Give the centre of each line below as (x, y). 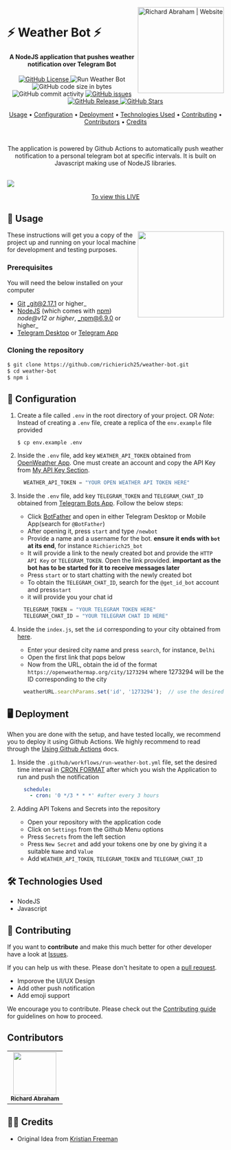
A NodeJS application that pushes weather (72, 56)
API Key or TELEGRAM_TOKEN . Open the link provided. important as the (124, 561)
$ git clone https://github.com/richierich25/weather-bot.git (98, 364)
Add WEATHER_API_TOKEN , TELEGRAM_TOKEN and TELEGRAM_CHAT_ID (115, 859)
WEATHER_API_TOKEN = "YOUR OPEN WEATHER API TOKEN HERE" (107, 483)
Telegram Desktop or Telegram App (68, 333)
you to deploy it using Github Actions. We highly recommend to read (104, 741)
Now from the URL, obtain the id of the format (92, 665)
